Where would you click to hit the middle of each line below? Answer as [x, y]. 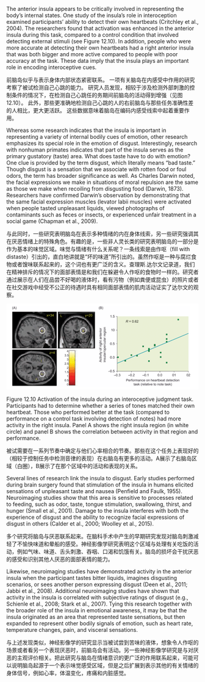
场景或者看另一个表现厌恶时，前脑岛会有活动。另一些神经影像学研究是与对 [100, 650]
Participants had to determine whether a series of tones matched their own [101, 405]
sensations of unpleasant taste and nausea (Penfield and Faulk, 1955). [95, 491]
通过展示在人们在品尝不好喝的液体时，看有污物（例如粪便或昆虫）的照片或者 [103, 280]
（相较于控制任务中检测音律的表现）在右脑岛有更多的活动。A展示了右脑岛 [99, 458]
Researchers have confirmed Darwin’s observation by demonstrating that [98, 195]
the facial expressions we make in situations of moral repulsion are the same [102, 182]
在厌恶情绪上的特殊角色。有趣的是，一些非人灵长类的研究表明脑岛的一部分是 [103, 241]
